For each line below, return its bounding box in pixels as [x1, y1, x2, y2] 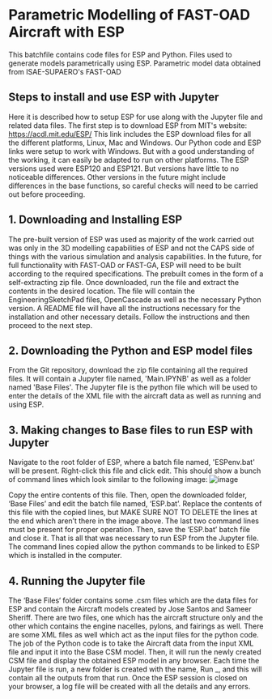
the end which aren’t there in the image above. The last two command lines [8, 516, 259, 526]
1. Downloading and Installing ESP [8, 213, 182, 227]
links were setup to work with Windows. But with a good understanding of [8, 146, 255, 156]
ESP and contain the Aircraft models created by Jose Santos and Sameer [8, 604, 253, 613]
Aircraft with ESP [8, 23, 125, 41]
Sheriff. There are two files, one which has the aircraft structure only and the [8, 613, 263, 622]
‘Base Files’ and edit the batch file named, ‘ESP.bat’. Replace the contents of [8, 499, 262, 509]
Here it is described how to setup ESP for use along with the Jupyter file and [8, 112, 263, 121]
